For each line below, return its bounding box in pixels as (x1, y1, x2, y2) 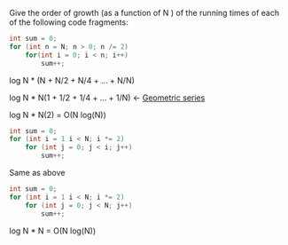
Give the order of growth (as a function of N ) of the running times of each (9, 8, 280, 18)
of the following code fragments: (9, 17, 128, 28)
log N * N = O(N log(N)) (9, 225, 96, 236)
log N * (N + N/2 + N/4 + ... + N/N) (9, 75, 136, 85)
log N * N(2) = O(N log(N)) (9, 109, 106, 120)
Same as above (9, 168, 66, 178)
